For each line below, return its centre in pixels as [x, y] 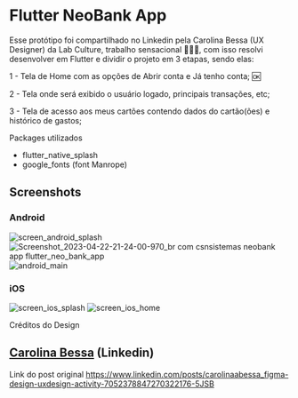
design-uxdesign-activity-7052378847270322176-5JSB [112, 384]
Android [27, 218]
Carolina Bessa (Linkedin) [82, 353]
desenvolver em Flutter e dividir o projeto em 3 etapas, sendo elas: [132, 59]
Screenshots [45, 192]
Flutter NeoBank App [88, 16]
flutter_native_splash [60, 155]
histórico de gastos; [45, 120]
